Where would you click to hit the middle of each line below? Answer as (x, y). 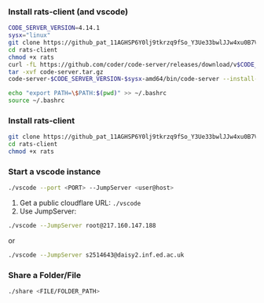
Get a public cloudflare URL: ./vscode (80, 203)
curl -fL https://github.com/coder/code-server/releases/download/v (123, 64)
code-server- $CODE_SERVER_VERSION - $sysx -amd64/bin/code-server (114, 79)
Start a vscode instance (54, 171)
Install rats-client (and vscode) (68, 12)
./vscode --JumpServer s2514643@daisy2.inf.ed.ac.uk (96, 255)
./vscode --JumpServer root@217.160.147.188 (82, 226)
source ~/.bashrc (37, 100)
